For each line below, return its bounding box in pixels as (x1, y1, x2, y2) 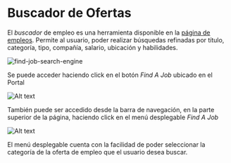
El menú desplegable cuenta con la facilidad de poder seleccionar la (7, 140, 206, 149)
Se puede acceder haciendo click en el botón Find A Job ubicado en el (7, 71, 213, 79)
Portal (7, 78, 25, 86)
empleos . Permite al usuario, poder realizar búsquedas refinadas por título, (7, 35, 225, 44)
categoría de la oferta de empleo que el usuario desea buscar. (7, 147, 188, 156)
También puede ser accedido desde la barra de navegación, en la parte (7, 105, 215, 114)
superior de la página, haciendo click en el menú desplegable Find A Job (7, 113, 219, 121)
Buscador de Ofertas (7, 5, 132, 21)
